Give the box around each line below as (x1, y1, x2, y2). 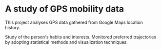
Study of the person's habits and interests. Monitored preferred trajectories (5, 34, 157, 40)
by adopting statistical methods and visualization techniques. (5, 39, 128, 45)
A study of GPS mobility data (5, 3, 124, 15)
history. (5, 24, 20, 30)
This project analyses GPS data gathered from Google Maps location (5, 19, 143, 25)
